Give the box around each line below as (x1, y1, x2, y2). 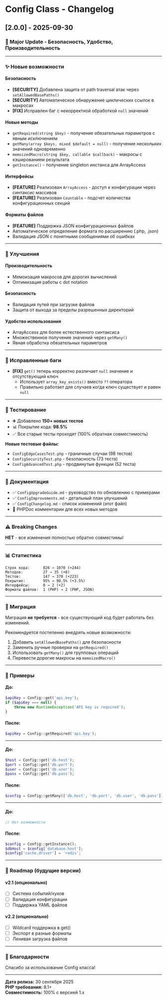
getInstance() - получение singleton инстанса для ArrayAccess (12, 162, 146, 168)
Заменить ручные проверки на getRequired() (12, 644, 108, 650)
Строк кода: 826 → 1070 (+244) (5, 565, 81, 570)
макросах (12, 103, 34, 108)
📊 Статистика (5, 552, 41, 559)
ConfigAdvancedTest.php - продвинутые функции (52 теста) (12, 461, 136, 467)
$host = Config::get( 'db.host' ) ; (5, 758, 75, 763)
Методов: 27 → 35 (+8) (5, 569, 70, 574)
